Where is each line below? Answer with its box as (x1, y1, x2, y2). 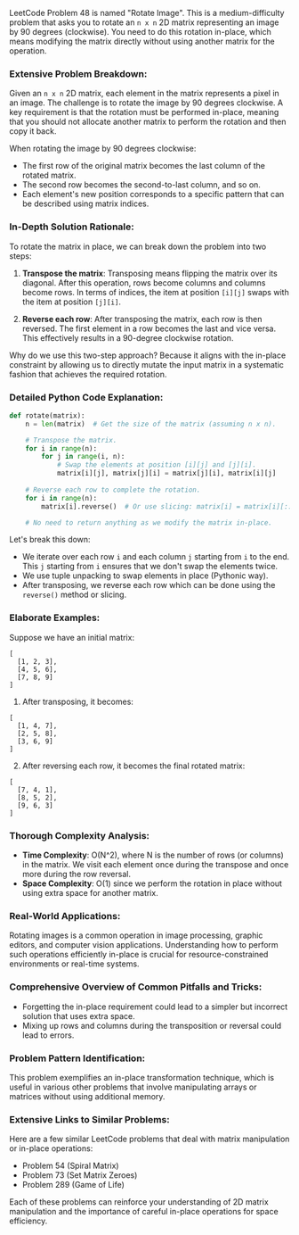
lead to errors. (21, 1030, 75, 1040)
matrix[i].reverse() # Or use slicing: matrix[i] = (41, 501, 241, 511)
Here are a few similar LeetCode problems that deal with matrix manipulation (9, 1133, 290, 1145)
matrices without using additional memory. (9, 1090, 166, 1101)
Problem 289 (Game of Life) (21, 1180, 125, 1190)
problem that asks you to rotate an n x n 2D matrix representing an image (9, 17, 279, 28)
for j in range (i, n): (41, 452, 125, 461)
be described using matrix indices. (21, 198, 149, 209)
